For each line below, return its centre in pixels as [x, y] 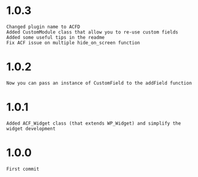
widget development [31, 128]
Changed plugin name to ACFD [43, 27]
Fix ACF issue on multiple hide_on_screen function [73, 43]
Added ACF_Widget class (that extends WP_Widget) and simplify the [94, 123]
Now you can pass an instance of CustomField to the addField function [99, 83]
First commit [23, 169]
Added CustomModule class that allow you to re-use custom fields [92, 32]
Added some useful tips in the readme [55, 37]
